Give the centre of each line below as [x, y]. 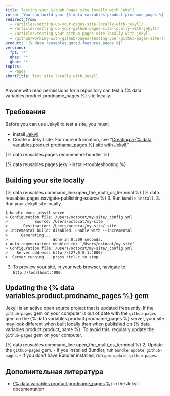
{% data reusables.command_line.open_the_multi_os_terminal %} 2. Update [84, 345]
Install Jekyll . [26, 134]
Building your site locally [45, 180]
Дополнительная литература [54, 371]
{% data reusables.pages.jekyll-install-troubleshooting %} [66, 164]
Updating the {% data [40, 288]
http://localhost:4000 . [37, 272]
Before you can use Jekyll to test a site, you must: [57, 124]
